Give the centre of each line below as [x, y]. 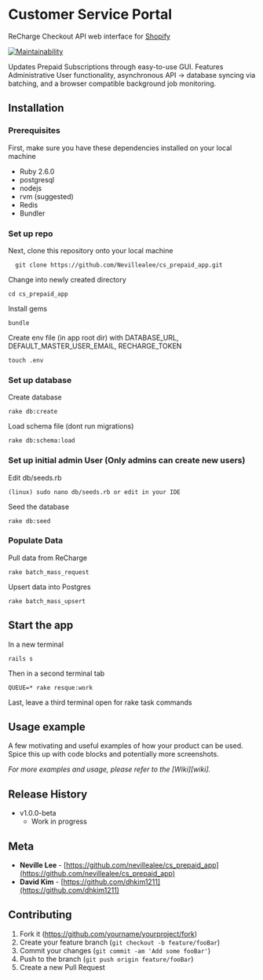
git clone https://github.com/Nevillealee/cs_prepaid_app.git [119, 265]
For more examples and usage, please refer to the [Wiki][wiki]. [110, 769]
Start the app [41, 626]
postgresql [37, 179]
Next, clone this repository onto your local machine [91, 250]
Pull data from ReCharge [48, 558]
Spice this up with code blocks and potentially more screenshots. [114, 754]
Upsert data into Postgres [50, 587]
